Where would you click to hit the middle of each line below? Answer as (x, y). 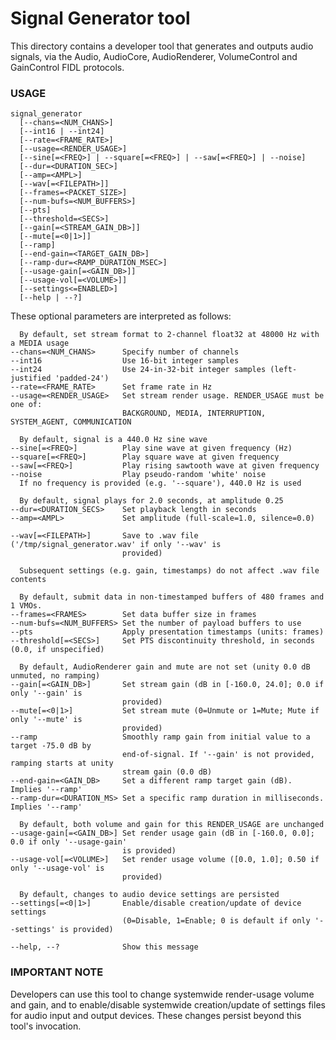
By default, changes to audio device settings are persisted (149, 895)
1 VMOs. (26, 606)
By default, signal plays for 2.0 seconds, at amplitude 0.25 (151, 501)
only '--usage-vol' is (57, 868)
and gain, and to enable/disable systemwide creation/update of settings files (168, 1004)
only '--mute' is (46, 720)
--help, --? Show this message (104, 947)
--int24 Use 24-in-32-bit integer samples (138, 370)
